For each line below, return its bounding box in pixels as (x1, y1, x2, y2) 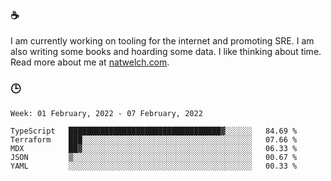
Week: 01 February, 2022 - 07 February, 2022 (10, 108, 203, 118)
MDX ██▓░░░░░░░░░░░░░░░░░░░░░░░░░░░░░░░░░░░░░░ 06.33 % (10, 143, 298, 153)
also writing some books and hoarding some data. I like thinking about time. (10, 46, 322, 58)
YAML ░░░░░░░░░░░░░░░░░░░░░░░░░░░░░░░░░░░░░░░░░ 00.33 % (10, 161, 298, 171)
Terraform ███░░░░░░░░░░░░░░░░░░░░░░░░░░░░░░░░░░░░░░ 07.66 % (10, 134, 298, 145)
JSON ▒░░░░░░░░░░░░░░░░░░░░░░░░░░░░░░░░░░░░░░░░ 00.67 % (10, 152, 298, 162)
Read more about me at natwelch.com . (10, 56, 170, 68)
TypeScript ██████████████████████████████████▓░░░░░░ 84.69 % (10, 126, 298, 136)
